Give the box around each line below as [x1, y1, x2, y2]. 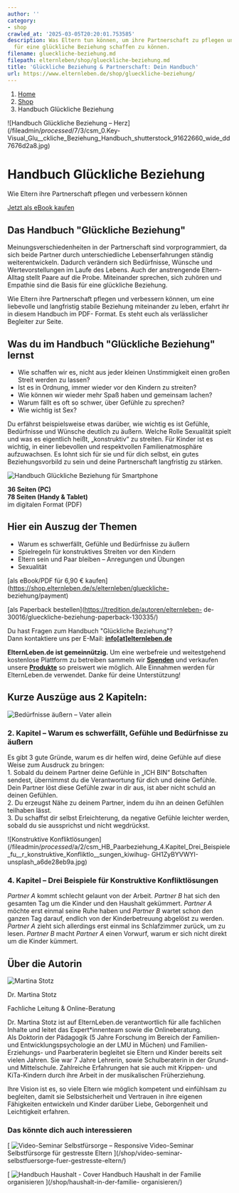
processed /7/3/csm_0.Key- [41, 126, 121, 135]
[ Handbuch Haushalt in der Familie [7, 1170, 201, 1179]
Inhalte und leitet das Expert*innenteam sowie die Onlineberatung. [7, 1026, 202, 1034]
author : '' [7, 10, 40, 18]
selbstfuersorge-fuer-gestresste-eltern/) [7, 1157, 127, 1165]
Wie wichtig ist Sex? [17, 406, 77, 415]
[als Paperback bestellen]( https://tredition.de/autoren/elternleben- [7, 605, 203, 613]
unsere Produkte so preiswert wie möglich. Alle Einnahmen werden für [7, 663, 215, 672]
